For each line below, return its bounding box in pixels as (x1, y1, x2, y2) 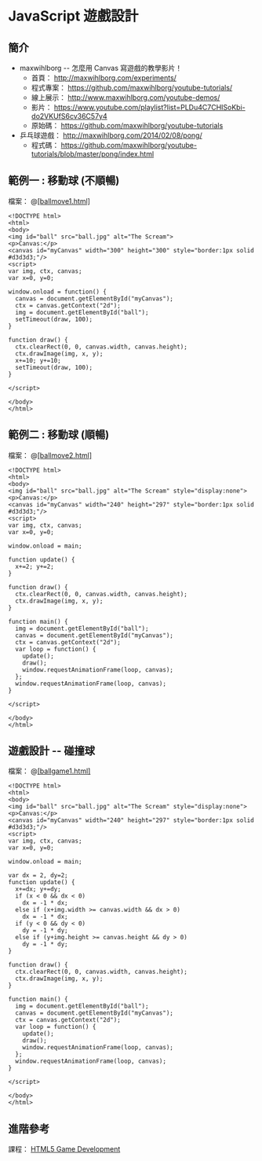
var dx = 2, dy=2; (8, 872, 68, 879)
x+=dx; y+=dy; (15, 886, 61, 894)
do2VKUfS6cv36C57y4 (31, 112, 107, 120)
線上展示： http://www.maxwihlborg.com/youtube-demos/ (31, 93, 220, 102)
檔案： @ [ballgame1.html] (8, 766, 91, 776)
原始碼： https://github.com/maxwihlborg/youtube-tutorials (31, 121, 224, 130)
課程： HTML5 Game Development (8, 1144, 121, 1154)
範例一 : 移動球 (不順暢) (8, 174, 120, 187)
